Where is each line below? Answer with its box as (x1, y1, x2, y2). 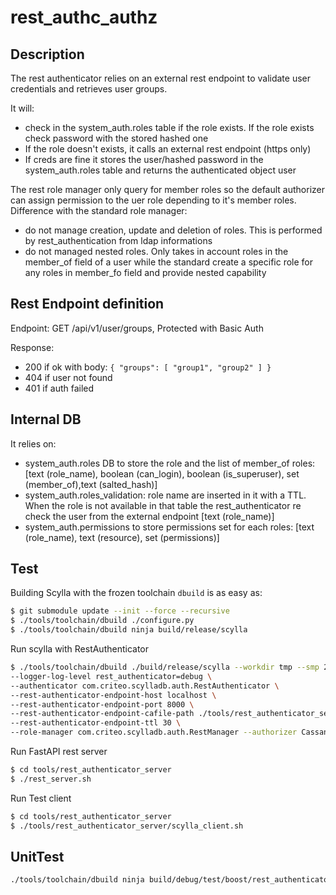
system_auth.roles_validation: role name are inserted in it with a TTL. (24, 489, 307, 501)
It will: (10, 102, 35, 114)
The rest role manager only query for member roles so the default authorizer (10, 184, 325, 195)
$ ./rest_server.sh (10, 774, 92, 784)
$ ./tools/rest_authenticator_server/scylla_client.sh (10, 821, 244, 831)
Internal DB (10, 411, 82, 428)
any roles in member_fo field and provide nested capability (24, 267, 267, 278)
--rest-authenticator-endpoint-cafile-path (10, 709, 195, 719)
